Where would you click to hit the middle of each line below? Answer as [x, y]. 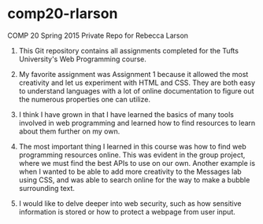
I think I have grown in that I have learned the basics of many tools [126, 114]
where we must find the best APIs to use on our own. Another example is [137, 163]
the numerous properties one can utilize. [85, 99]
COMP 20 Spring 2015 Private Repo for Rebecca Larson [98, 35]
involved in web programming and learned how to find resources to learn [137, 123]
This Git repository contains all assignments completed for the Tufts [129, 50]
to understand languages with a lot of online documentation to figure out [136, 90]
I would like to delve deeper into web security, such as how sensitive [130, 203]
